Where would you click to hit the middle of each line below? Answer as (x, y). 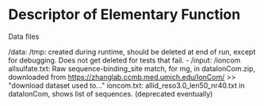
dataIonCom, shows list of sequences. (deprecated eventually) (111, 93)
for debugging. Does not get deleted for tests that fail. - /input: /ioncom (124, 60)
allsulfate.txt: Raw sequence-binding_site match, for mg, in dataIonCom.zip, (132, 68)
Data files (24, 36)
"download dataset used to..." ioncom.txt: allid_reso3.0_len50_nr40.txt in (126, 85)
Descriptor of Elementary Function (124, 15)
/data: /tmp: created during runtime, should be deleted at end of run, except (132, 51)
